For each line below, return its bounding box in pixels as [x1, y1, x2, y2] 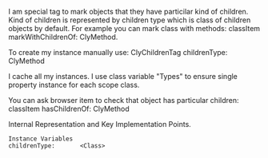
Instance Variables [8, 135, 74, 143]
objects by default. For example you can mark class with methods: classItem [8, 24, 261, 33]
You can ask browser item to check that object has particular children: [8, 96, 239, 105]
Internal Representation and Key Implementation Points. [8, 120, 192, 128]
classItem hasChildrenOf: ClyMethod [8, 104, 130, 113]
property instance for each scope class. [8, 80, 140, 89]
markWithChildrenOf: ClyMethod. [8, 32, 118, 41]
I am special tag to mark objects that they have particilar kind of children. [8, 7, 249, 16]
